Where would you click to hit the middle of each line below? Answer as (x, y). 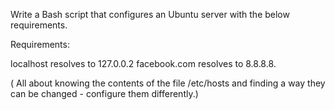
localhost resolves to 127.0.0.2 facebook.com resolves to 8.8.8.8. (143, 63)
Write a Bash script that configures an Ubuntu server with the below (150, 14)
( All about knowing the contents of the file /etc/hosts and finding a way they (168, 83)
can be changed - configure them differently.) (104, 93)
